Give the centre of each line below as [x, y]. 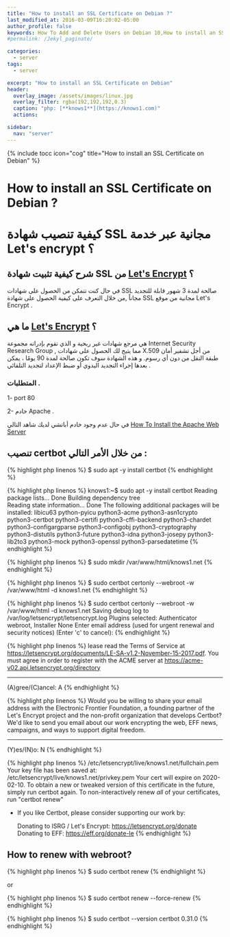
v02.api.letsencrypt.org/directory [54, 667]
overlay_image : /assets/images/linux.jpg [73, 96]
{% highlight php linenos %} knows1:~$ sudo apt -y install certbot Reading [112, 490]
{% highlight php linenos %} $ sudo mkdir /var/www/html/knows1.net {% [110, 562]
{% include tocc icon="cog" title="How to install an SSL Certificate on [105, 153]
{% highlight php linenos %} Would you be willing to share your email [104, 700]
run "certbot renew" [35, 799]
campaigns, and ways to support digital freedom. [76, 730]
